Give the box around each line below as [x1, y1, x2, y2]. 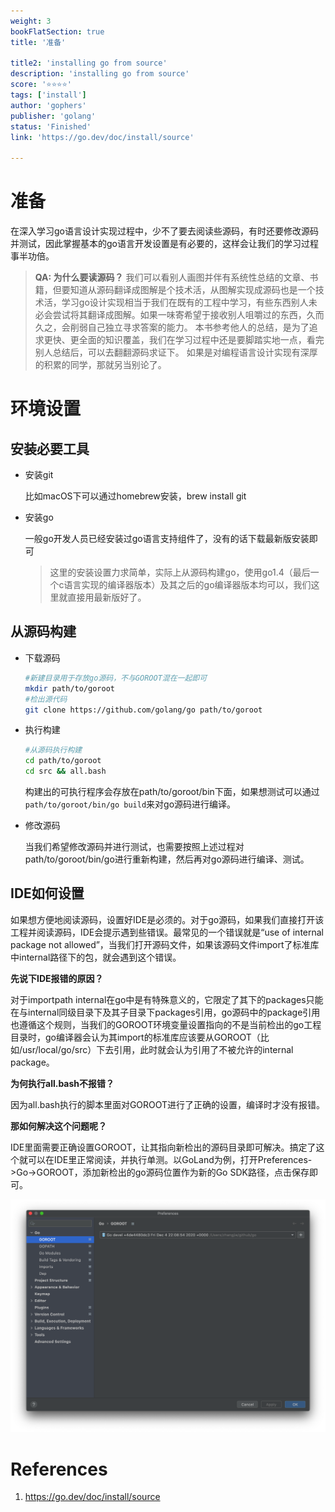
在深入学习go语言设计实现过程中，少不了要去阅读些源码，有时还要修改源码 [10, 225, 319, 237]
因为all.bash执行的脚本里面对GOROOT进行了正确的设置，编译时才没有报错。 [10, 1098, 326, 1110]
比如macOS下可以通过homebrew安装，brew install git [24, 490, 247, 502]
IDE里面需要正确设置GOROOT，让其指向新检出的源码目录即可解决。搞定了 [10, 1141, 317, 1153]
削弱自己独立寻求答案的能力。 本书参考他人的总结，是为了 [69, 321, 310, 334]
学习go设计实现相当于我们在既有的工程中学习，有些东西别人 [61, 296, 309, 309]
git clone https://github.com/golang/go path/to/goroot [24, 705, 263, 715]
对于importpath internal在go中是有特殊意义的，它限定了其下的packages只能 [10, 993, 324, 1005]
